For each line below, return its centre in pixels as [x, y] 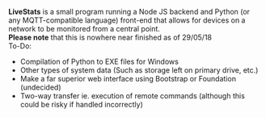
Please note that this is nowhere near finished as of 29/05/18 [110, 37]
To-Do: [20, 46]
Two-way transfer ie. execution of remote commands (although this [132, 96]
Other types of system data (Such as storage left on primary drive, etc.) [139, 70]
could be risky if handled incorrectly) [82, 104]
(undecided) [40, 87]
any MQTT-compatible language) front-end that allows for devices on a [127, 20]
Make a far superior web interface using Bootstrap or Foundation [128, 79]
